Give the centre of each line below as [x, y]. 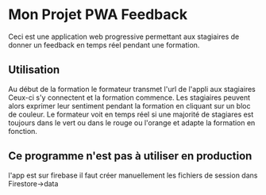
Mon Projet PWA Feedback [98, 15]
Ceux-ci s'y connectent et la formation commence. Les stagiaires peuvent [129, 97]
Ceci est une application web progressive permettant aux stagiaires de [124, 36]
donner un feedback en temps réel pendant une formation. [104, 44]
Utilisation [34, 70]
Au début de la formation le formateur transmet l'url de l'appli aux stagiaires [132, 89]
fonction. [23, 131]
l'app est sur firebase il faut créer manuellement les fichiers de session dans [133, 175]
